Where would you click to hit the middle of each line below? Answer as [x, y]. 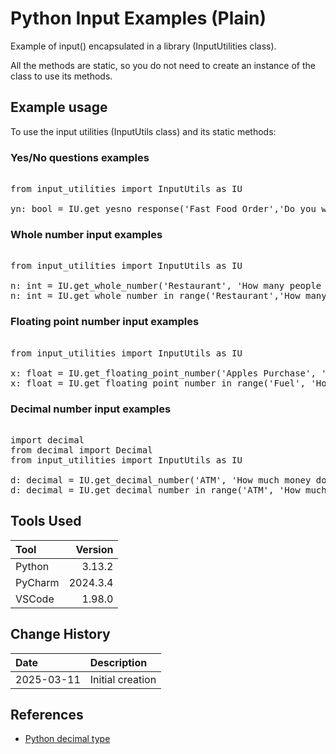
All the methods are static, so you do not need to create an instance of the [163, 65]
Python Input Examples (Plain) [138, 18]
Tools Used [46, 521]
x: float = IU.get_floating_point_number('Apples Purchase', [163, 373]
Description [118, 662]
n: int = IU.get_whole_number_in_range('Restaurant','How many [168, 296]
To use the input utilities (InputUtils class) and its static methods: [143, 131]
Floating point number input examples [105, 322]
